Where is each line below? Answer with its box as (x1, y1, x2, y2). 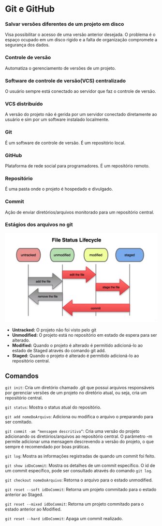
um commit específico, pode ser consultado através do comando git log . (5, 468, 152, 474)
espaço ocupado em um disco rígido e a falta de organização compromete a (5, 37, 158, 43)
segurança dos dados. (5, 42, 50, 48)
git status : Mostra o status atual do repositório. (5, 404, 102, 411)
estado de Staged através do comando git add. (12, 347, 106, 353)
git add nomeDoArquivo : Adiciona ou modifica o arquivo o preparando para (5, 414, 153, 420)
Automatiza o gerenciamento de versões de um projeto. (5, 65, 116, 71)
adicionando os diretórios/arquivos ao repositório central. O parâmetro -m (5, 433, 152, 440)
